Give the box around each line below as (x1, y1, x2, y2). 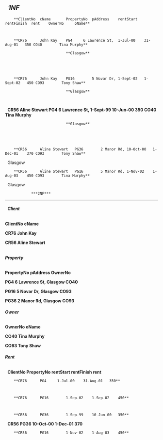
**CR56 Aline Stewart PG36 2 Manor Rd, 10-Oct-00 (14, 147, 147, 152)
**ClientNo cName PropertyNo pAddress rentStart (14, 16, 138, 21)
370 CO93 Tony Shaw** (26, 151, 86, 156)
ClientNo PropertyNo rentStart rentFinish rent (7, 369, 102, 375)
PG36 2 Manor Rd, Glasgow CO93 (5, 298, 75, 304)
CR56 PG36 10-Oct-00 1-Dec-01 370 (7, 421, 83, 426)
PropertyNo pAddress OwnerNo (5, 270, 71, 276)
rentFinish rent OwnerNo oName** (5, 21, 90, 26)
